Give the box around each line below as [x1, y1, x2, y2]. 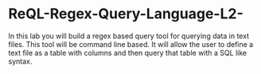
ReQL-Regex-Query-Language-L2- [8, 5, 244, 23]
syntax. [8, 56, 33, 66]
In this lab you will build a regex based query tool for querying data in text [8, 31, 249, 41]
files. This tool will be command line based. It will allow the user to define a [8, 39, 254, 49]
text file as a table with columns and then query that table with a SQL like [8, 48, 247, 57]
